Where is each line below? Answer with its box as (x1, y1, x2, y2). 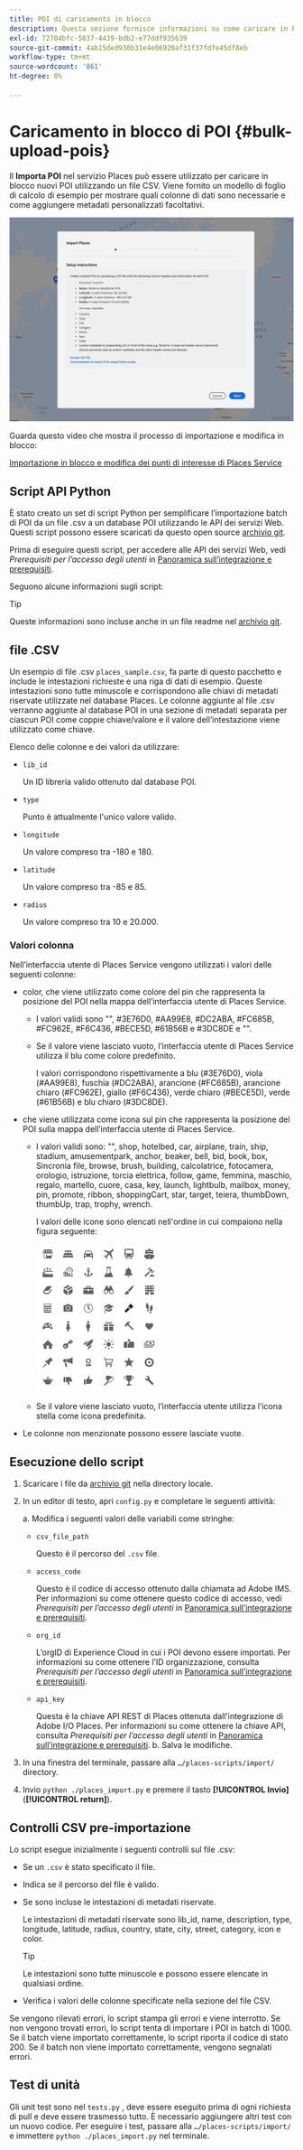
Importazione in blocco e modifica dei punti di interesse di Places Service (9, 457, 282, 469)
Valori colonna (9, 939, 75, 951)
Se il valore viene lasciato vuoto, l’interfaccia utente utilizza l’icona (35, 1401, 282, 1412)
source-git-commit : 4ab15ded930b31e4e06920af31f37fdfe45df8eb (9, 43, 248, 52)
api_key (35, 1695, 65, 1705)
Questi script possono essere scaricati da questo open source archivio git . (9, 527, 286, 537)
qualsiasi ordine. (22, 1977, 84, 1988)
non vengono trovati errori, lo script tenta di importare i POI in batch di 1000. (9, 2022, 292, 2033)
